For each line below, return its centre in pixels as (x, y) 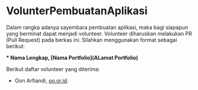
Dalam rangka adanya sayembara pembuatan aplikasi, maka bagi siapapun (97, 27)
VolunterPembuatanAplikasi (77, 11)
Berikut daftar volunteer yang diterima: (53, 69)
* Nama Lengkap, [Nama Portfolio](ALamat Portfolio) (72, 57)
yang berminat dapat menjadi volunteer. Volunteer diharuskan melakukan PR (99, 33)
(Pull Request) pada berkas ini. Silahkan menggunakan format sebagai (92, 40)
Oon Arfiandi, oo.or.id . (42, 81)
